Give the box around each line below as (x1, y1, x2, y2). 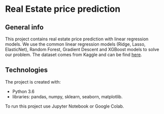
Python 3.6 (12, 88, 34, 94)
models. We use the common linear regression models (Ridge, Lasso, (5, 41, 146, 47)
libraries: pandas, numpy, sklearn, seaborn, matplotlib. (12, 93, 123, 99)
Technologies (5, 66, 48, 74)
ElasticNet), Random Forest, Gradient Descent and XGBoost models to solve (5, 47, 159, 52)
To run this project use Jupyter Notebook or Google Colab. (5, 103, 124, 109)
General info (5, 23, 44, 31)
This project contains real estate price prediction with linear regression (5, 36, 149, 42)
